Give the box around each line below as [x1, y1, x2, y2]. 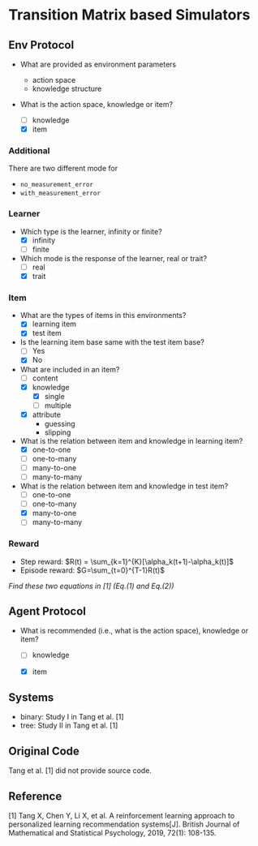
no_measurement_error [19, 181, 93, 189]
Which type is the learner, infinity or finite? [19, 226, 162, 236]
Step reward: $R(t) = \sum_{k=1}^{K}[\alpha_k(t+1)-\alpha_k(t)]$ [19, 556, 234, 566]
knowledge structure [32, 84, 102, 93]
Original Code [8, 744, 80, 758]
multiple [44, 400, 71, 410]
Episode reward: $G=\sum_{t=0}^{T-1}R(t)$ [19, 565, 165, 575]
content [32, 373, 58, 383]
